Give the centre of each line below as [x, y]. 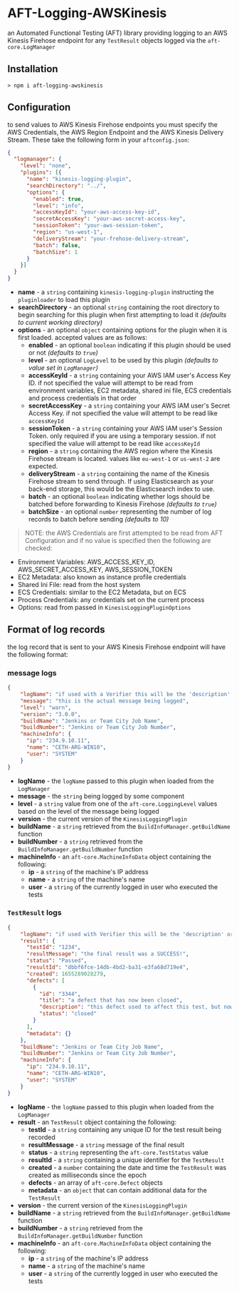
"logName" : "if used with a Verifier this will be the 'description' [126, 695]
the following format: [38, 654]
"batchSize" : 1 [55, 252]
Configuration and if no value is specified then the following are [118, 541]
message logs [32, 673]
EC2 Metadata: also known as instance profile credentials [102, 577]
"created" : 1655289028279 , [66, 974]
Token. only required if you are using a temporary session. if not [122, 436]
